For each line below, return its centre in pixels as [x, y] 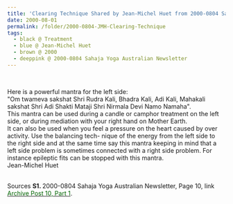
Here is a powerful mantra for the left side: [68, 91]
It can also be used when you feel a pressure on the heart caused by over [112, 128]
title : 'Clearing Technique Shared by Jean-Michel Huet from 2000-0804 [113, 13]
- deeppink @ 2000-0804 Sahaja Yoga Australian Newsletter [101, 59]
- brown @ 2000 [35, 53]
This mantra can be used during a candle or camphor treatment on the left [113, 113]
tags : [15, 33]
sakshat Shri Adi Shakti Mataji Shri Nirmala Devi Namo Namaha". [99, 106]
